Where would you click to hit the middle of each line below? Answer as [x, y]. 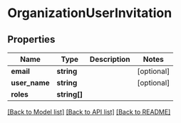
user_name [30, 83]
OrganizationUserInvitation [90, 13]
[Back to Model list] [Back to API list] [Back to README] [89, 112]
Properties [31, 39]
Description [110, 59]
